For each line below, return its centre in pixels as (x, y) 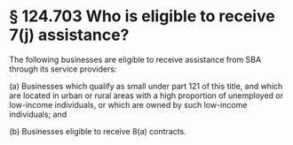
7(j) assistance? (69, 35)
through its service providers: (63, 69)
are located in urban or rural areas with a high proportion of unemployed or (146, 95)
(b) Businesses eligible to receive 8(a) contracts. (98, 131)
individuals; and (38, 114)
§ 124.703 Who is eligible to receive (142, 16)
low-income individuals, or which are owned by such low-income (128, 104)
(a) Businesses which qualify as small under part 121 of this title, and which (146, 86)
